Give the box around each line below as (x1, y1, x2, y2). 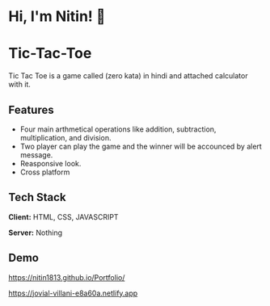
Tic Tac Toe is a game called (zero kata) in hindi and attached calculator (8, 71, 248, 81)
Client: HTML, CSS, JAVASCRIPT (8, 212, 119, 221)
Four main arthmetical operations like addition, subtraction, (19, 124, 217, 134)
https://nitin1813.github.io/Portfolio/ (8, 272, 125, 282)
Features (8, 103, 54, 116)
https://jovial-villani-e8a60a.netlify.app (8, 288, 138, 298)
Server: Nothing (8, 228, 63, 237)
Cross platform (19, 167, 70, 177)
